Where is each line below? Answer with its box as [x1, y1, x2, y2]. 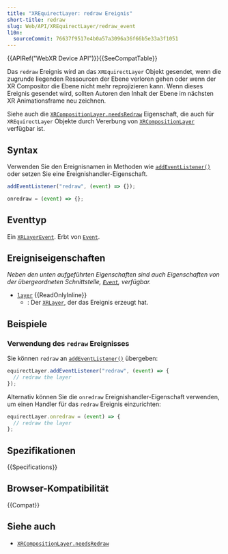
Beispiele [7, 318, 48, 329]
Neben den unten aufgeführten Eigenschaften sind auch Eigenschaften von [7, 270, 220, 279]
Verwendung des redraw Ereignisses [7, 338, 130, 348]
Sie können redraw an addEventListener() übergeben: [7, 354, 158, 362]
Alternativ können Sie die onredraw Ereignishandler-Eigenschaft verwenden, [7, 392, 220, 401]
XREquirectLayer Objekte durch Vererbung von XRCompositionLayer [7, 117, 195, 125]
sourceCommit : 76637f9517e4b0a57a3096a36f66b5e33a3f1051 [13, 36, 179, 42]
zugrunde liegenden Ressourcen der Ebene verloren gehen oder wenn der [7, 75, 216, 83]
